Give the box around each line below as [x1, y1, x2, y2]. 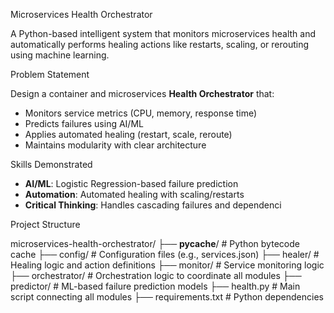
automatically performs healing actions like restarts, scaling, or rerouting [10, 39, 310, 50]
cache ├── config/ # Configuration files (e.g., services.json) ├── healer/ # [10, 249, 320, 260]
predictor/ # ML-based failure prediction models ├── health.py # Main [10, 280, 301, 292]
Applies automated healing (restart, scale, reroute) [24, 129, 233, 140]
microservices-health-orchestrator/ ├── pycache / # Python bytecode [10, 238, 300, 249]
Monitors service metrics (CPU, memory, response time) [24, 107, 258, 119]
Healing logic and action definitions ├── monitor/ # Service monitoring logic [10, 259, 325, 271]
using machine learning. [10, 49, 110, 61]
